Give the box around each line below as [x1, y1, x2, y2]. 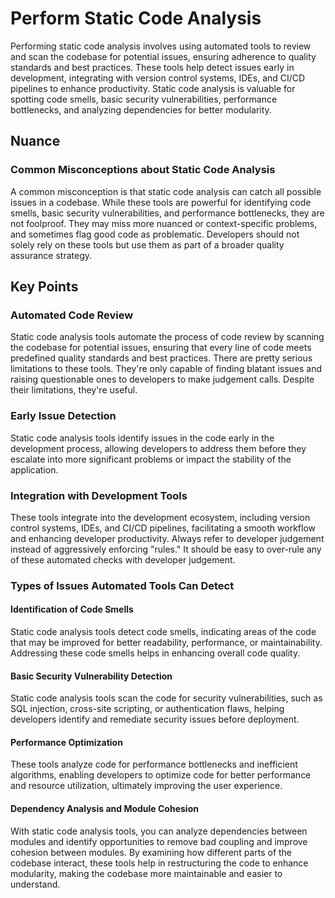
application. [10, 463, 59, 476]
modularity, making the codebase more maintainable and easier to [10, 867, 283, 879]
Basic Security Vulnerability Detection [10, 670, 173, 682]
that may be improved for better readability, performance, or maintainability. [10, 637, 323, 649]
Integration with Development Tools [10, 488, 188, 502]
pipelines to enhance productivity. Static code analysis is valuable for [10, 82, 296, 94]
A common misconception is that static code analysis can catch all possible [10, 185, 322, 197]
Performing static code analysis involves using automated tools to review [10, 40, 312, 52]
